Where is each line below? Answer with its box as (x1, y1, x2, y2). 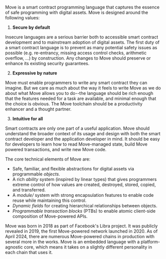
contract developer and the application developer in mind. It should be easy (5, 136, 160, 142)
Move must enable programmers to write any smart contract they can (5, 80, 148, 86)
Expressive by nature (12, 70, 57, 76)
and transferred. (12, 187, 46, 193)
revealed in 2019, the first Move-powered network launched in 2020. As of (5, 228, 158, 234)
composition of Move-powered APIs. (12, 213, 88, 219)
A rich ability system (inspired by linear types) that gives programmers (12, 176, 157, 182)
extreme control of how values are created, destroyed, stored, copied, (12, 181, 156, 187)
